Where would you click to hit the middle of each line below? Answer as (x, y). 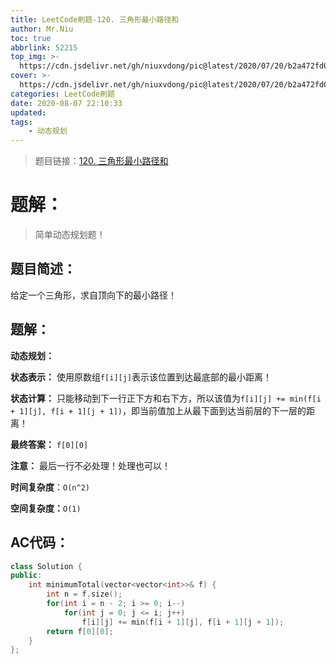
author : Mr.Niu (42, 29)
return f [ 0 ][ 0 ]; (80, 631)
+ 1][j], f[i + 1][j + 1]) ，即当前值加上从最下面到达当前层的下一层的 (158, 410)
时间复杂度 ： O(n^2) (50, 487)
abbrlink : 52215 (44, 47)
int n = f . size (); (84, 594)
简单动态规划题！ (70, 235)
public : (26, 576)
